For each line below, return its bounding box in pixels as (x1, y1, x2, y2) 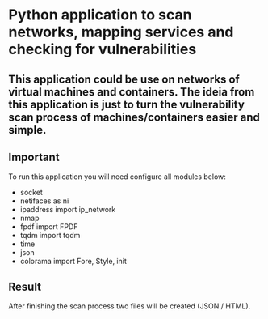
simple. (8, 123, 47, 137)
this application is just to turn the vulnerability (8, 97, 245, 111)
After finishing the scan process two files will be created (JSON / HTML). (8, 301, 251, 311)
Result (8, 279, 42, 293)
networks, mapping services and (8, 23, 234, 41)
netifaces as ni (19, 196, 69, 206)
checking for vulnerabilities (8, 40, 197, 58)
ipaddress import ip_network (19, 205, 116, 215)
